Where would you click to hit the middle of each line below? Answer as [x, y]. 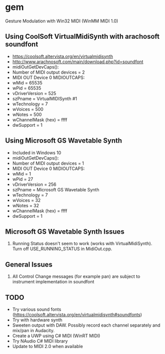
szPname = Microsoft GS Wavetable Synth [56, 189]
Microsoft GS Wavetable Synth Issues [65, 231]
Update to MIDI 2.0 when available [47, 346]
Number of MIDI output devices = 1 [48, 163]
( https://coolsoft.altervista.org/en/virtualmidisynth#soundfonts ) [77, 314]
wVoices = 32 [26, 200]
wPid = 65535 [27, 88]
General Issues [29, 264]
